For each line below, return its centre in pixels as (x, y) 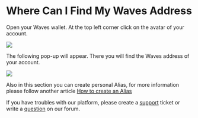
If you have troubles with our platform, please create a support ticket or (93, 102)
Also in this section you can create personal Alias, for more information (93, 84)
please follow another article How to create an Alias (69, 91)
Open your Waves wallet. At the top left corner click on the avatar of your (95, 27)
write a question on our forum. (43, 109)
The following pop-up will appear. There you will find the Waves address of (98, 56)
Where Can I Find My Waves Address (99, 11)
